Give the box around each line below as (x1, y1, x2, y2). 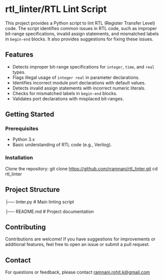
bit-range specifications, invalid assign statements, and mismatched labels (5, 30, 159, 36)
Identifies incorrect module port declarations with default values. (12, 79, 146, 85)
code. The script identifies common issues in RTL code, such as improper (5, 25, 157, 31)
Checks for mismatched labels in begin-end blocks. (12, 90, 117, 96)
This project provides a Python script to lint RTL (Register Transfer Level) (5, 20, 155, 26)
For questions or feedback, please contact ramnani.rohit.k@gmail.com (5, 269, 150, 275)
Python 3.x (12, 136, 35, 142)
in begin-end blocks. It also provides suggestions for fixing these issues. (5, 36, 153, 42)
